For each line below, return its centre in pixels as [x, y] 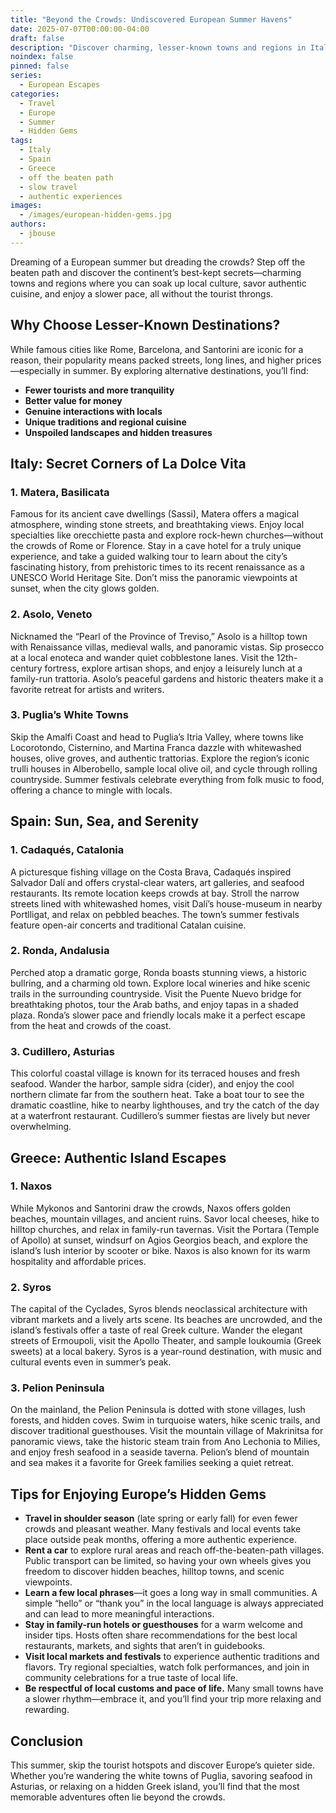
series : [26, 76]
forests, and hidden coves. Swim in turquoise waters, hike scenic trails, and [165, 1420]
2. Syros [31, 1287]
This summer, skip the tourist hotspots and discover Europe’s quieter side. [163, 1765]
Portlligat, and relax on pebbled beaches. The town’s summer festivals [155, 914]
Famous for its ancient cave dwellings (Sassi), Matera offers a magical [155, 514]
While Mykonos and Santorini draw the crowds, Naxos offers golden [151, 1208]
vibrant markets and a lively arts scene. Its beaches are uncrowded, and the [166, 1320]
